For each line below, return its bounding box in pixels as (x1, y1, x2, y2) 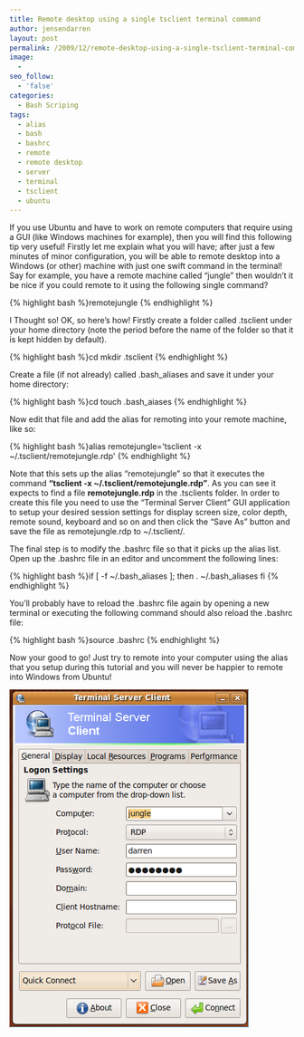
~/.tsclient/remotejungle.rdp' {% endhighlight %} (9, 451, 192, 462)
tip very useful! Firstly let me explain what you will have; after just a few (9, 241, 276, 253)
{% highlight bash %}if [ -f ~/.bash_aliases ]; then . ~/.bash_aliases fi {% (9, 571, 279, 581)
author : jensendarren (9, 24, 91, 34)
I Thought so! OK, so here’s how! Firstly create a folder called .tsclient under (9, 315, 292, 326)
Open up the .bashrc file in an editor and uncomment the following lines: (9, 553, 279, 564)
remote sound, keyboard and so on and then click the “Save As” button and (9, 516, 291, 527)
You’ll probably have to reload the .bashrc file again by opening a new (9, 598, 270, 609)
